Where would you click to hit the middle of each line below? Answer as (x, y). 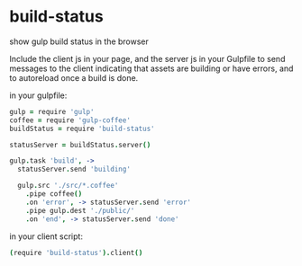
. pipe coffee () (54, 194)
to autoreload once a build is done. (74, 77)
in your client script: (46, 236)
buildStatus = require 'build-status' (82, 129)
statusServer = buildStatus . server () (80, 145)
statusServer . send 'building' (74, 169)
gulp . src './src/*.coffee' (68, 186)
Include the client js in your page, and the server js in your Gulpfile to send (147, 58)
